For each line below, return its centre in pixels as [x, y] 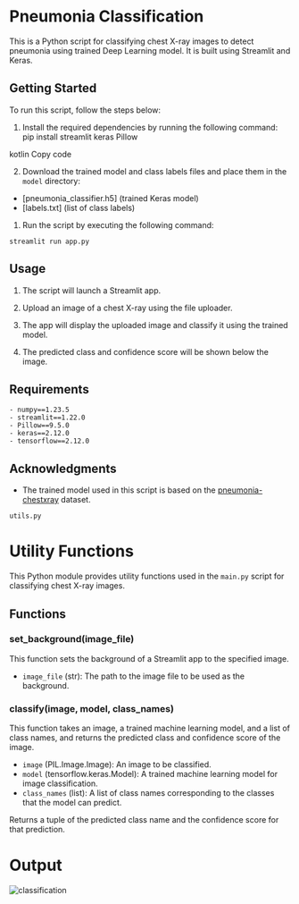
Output [36, 866]
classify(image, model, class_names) [91, 708]
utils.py [25, 516]
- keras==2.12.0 [39, 434]
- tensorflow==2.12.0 [50, 441]
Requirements [49, 389]
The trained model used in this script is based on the [119, 490]
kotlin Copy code [41, 154]
